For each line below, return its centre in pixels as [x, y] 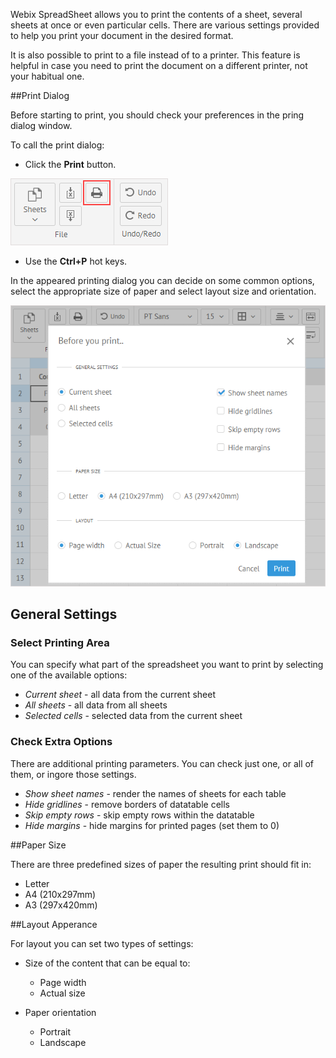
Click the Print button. [70, 164]
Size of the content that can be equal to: [107, 963]
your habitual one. [47, 76]
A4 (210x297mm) [60, 894]
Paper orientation [60, 1012]
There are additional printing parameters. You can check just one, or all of [162, 763]
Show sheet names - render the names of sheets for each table [155, 793]
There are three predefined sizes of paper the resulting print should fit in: [161, 864]
